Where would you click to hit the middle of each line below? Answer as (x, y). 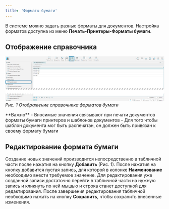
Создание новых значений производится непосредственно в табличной (83, 159)
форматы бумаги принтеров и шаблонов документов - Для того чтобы (81, 120)
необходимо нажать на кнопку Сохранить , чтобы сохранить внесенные (83, 197)
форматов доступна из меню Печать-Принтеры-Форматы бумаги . (78, 31)
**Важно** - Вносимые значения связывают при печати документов (80, 115)
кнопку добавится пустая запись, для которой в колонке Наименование (84, 170)
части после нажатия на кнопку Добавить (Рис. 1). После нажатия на (81, 164)
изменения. (18, 202)
